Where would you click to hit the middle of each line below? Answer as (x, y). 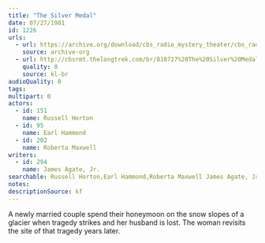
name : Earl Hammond (54, 133)
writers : (22, 155)
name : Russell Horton (58, 118)
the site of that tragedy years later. (64, 230)
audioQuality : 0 (35, 81)
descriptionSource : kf (45, 191)
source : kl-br (45, 74)
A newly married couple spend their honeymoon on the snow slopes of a (126, 214)
